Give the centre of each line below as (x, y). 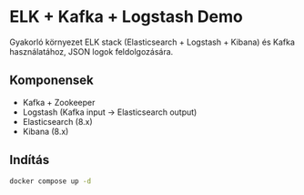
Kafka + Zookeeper (59, 102)
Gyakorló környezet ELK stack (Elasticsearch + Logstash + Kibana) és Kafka (152, 42)
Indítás (30, 160)
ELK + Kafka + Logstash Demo (126, 17)
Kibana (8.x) (46, 131)
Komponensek (51, 81)
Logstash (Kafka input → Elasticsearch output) (110, 112)
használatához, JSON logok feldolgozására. (91, 51)
